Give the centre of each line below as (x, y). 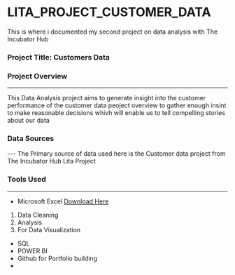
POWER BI (32, 250)
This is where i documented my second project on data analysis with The (113, 32)
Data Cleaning (38, 215)
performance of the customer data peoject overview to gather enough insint (117, 105)
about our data (29, 121)
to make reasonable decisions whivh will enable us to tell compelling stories (116, 113)
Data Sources (31, 139)
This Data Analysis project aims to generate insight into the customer (107, 98)
